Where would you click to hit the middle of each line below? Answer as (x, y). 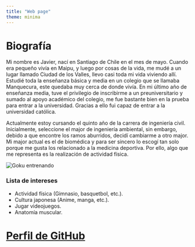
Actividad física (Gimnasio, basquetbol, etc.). (69, 193)
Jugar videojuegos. (38, 206)
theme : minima (23, 17)
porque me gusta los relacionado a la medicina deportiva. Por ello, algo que (97, 148)
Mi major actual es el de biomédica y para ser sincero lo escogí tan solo (93, 142)
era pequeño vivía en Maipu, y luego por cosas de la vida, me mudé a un (94, 68)
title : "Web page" (28, 11)
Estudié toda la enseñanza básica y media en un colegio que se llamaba (93, 81)
